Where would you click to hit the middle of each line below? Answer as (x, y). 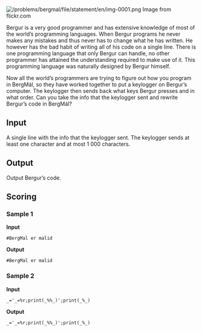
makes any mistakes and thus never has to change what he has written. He (99, 40)
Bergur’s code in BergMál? (39, 104)
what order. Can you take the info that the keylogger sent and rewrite (92, 97)
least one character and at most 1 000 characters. (68, 144)
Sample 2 (20, 276)
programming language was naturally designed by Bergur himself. (88, 66)
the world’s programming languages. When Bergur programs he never (93, 34)
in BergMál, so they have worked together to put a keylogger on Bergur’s (97, 84)
